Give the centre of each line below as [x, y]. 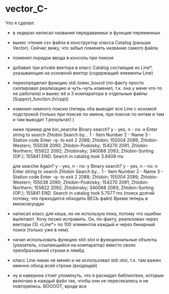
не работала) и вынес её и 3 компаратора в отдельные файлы [80, 93]
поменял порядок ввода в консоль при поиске [63, 58]
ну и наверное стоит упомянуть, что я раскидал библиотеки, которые [88, 275]
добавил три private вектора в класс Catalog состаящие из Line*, [82, 67]
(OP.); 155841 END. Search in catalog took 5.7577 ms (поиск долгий [83, 193]
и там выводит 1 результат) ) [43, 119]
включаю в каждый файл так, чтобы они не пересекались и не [80, 281]
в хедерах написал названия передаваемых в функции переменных [86, 32]
